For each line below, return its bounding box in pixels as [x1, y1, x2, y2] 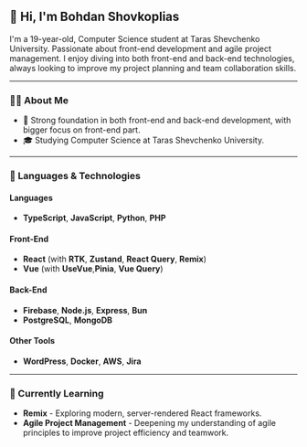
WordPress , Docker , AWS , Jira [22, 356, 142, 367]
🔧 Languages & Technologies [9, 170, 142, 183]
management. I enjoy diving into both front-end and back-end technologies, [9, 52, 295, 64]
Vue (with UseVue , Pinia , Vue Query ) [22, 263, 164, 274]
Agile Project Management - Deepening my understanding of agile [22, 418, 277, 429]
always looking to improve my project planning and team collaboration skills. [9, 62, 297, 73]
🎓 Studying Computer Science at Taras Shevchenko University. [22, 134, 265, 146]
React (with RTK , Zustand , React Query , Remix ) [22, 253, 207, 265]
